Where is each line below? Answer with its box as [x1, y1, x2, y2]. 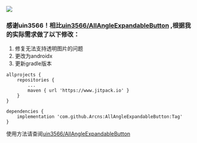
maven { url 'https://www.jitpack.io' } [27, 87, 130, 94]
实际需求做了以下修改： [12, 30, 80, 38]
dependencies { [6, 108, 44, 115]
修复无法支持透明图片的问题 [14, 45, 84, 52]
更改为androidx [14, 53, 53, 60]
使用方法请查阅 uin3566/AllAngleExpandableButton [6, 130, 131, 138]
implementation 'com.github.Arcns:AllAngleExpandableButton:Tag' [17, 114, 183, 120]
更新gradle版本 [14, 60, 52, 67]
